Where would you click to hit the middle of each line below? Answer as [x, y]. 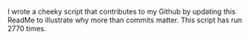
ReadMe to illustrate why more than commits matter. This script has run [125, 20]
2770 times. [27, 28]
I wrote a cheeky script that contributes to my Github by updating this [122, 12]
